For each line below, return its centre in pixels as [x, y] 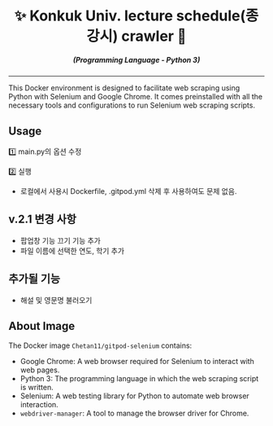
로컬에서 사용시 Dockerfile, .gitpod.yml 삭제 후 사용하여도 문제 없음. [128, 191]
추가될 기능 [35, 279]
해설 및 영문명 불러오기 [56, 300]
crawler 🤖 [154, 36]
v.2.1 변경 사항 [43, 220]
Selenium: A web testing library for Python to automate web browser [134, 396]
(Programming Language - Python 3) [136, 59]
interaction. [39, 405]
